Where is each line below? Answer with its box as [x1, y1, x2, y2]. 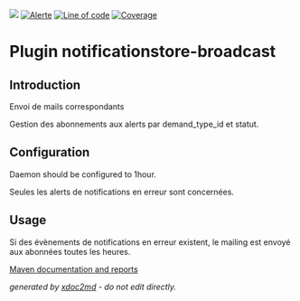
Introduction [9, 77, 81, 92]
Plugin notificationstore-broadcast [9, 42, 277, 62]
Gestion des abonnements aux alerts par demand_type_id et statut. [9, 118, 259, 129]
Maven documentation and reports [9, 263, 138, 275]
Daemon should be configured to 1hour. [9, 168, 156, 180]
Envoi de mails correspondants [9, 101, 125, 112]
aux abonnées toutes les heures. [9, 246, 131, 257]
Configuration [9, 145, 90, 160]
